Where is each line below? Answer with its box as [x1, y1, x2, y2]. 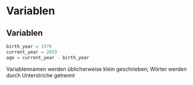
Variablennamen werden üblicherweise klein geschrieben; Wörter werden [6, 65, 187, 73]
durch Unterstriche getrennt [6, 71, 75, 78]
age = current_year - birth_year [6, 55, 90, 61]
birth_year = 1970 [6, 43, 52, 49]
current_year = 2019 [6, 49, 58, 55]
